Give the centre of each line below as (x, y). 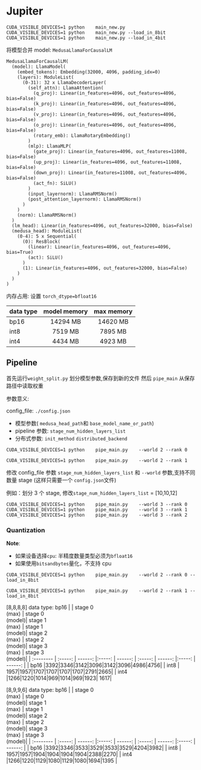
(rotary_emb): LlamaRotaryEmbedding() (82, 135)
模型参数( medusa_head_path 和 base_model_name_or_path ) (85, 423)
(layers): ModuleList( (46, 77)
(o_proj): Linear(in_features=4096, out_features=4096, (105, 125)
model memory (65, 311)
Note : (13, 543)
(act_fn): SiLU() (55, 183)
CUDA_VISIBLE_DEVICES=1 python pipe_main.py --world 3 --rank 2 (97, 515)
